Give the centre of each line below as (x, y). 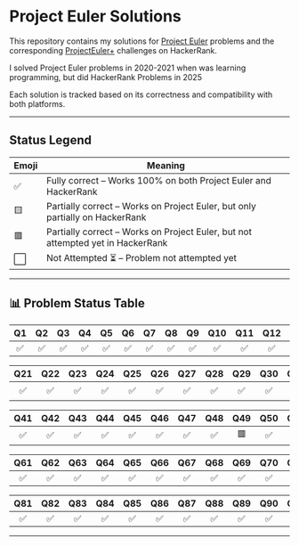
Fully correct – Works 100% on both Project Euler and (158, 180)
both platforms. (37, 103)
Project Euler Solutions (96, 16)
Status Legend (50, 140)
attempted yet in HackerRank (107, 242)
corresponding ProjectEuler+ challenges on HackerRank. (113, 50)
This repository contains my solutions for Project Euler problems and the (142, 41)
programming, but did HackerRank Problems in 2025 (106, 77)
